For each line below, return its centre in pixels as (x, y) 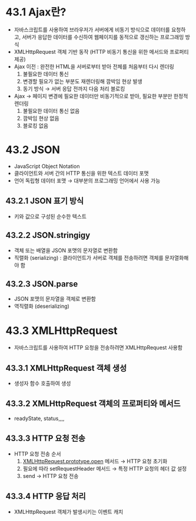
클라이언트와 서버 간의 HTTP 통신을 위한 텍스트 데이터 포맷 (81, 173)
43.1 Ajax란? (36, 12)
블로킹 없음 (35, 125)
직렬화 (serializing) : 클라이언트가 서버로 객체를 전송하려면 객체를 (89, 258)
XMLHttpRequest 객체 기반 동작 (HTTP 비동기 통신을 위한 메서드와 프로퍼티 (101, 51)
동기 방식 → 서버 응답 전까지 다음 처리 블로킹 (74, 89)
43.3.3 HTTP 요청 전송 (46, 439)
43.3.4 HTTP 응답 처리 (46, 496)
